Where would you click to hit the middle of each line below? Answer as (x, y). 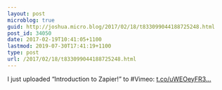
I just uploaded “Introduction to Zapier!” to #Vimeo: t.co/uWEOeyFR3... (110, 79)
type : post (23, 53)
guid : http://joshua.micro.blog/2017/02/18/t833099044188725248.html (111, 27)
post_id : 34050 (30, 33)
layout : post (26, 14)
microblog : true (31, 20)
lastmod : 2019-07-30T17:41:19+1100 (59, 46)
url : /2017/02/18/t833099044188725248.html (72, 59)
